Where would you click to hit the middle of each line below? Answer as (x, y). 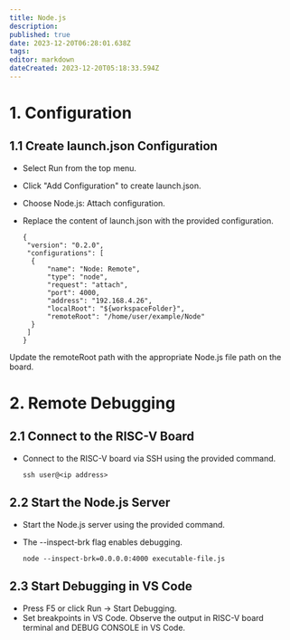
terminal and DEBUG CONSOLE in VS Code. (104, 627)
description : (34, 26)
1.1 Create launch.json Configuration (114, 146)
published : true (40, 34)
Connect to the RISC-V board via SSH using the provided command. (149, 458)
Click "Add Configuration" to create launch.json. (112, 186)
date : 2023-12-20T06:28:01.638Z (70, 43)
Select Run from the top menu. (80, 167)
